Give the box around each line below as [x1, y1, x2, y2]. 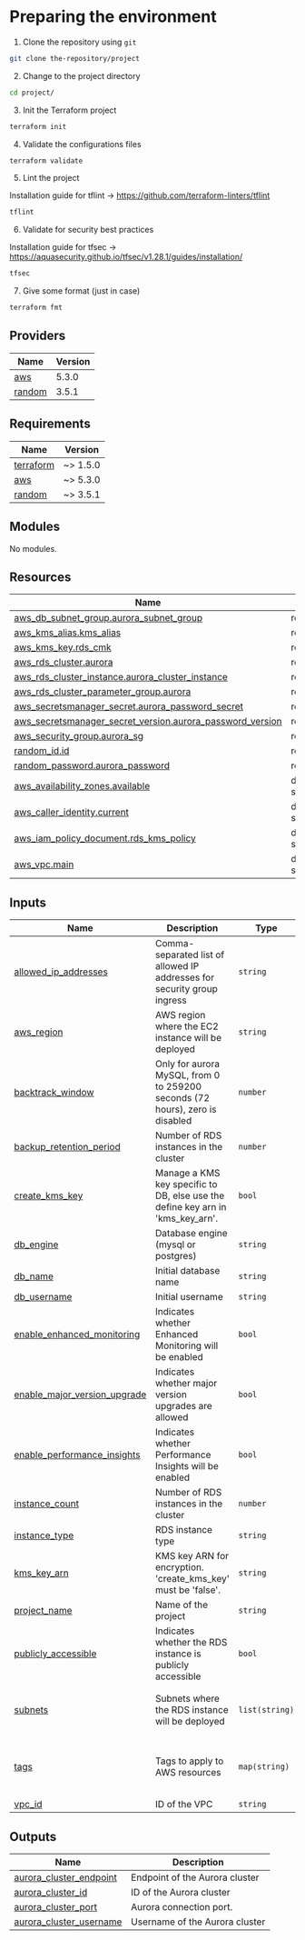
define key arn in [155, 1201, 227, 1214]
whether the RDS [155, 1636, 228, 1649]
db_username [14, 1291, 73, 1304]
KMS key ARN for [155, 1550, 230, 1563]
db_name [14, 1270, 54, 1283]
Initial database [155, 1265, 221, 1277]
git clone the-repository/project [9, 54, 141, 63]
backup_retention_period [14, 1141, 121, 1154]
